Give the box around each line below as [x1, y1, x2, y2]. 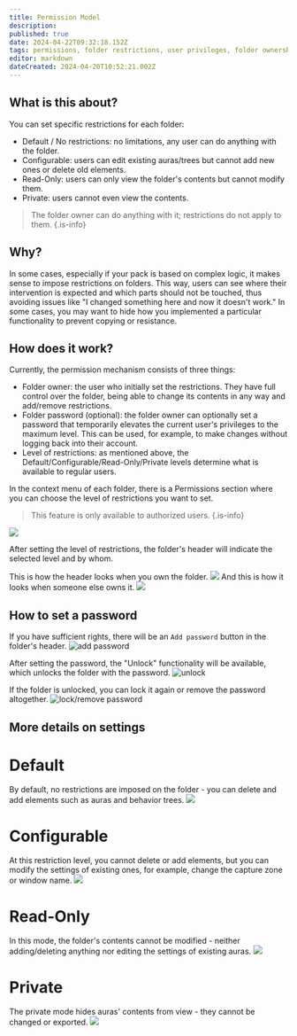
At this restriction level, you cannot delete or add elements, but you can [9, 855, 270, 866]
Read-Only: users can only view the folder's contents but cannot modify [21, 174, 286, 184]
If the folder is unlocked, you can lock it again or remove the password [9, 684, 266, 696]
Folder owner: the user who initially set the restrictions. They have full [21, 382, 276, 393]
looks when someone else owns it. [9, 582, 135, 593]
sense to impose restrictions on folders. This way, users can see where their [9, 277, 287, 288]
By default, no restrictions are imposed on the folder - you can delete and [9, 784, 277, 795]
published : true [9, 29, 69, 38]
